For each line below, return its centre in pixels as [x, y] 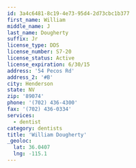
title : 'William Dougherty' [47, 134]
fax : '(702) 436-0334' [39, 109]
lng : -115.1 [30, 154]
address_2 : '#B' [30, 77]
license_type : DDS [33, 45]
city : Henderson [30, 84]
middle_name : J [29, 26]
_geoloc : [19, 141]
